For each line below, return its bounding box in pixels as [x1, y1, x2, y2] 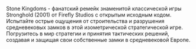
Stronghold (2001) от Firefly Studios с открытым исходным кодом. [6, 11, 172, 18]
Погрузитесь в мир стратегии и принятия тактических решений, [6, 30, 170, 37]
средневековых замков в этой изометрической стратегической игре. [6, 24, 184, 31]
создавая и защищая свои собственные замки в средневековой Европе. [6, 37, 191, 43]
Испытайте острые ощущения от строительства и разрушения [6, 18, 165, 24]
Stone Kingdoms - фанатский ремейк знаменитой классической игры [6, 5, 182, 12]
